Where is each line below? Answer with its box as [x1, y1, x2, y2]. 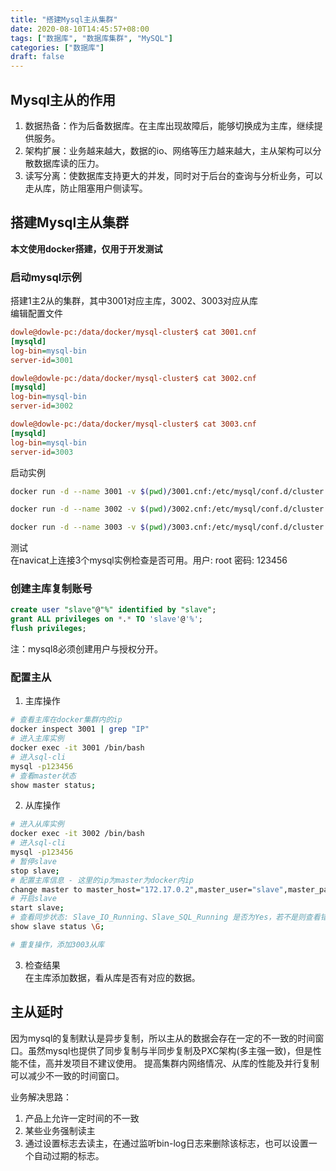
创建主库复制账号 [10, 582, 93, 596]
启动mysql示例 [10, 270, 82, 284]
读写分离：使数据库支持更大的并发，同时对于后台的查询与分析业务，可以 [24, 169, 323, 181]
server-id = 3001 [10, 355, 74, 365]
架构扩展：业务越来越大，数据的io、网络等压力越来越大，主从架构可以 [24, 144, 313, 156]
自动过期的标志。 [33, 1149, 105, 1161]
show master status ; [10, 780, 97, 790]
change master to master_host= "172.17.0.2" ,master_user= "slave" [10, 884, 284, 895]
